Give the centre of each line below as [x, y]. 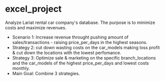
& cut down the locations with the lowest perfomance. [67, 53]
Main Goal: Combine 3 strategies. [46, 73]
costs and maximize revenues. [36, 27]
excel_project [33, 9]
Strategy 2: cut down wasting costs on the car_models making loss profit [86, 47]
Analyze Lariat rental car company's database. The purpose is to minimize [80, 22]
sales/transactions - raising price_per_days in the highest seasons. [80, 42]
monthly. [21, 68]
